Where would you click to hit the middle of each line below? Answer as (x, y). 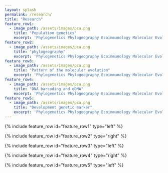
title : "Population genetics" (45, 33)
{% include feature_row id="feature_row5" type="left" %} (64, 165)
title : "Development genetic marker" (53, 107)
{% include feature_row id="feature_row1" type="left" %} (64, 126)
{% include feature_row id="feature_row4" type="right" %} (66, 155)
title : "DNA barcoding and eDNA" (49, 89)
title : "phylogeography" (40, 51)
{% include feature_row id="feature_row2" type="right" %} (66, 136)
